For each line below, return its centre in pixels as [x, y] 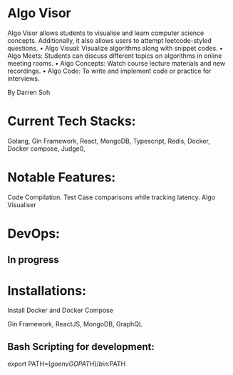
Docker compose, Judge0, [46, 149]
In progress [33, 260]
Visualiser [22, 204]
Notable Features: [62, 177]
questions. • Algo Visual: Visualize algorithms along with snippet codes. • [115, 48]
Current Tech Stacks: [72, 121]
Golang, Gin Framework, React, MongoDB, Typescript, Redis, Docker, [109, 141]
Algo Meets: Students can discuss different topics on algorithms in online [115, 56]
